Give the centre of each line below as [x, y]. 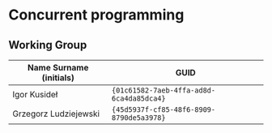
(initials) [58, 77]
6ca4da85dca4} [139, 99]
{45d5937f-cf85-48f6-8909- [164, 110]
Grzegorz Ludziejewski [56, 114]
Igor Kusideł [35, 94]
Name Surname [58, 68]
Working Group [48, 45]
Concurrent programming [96, 15]
